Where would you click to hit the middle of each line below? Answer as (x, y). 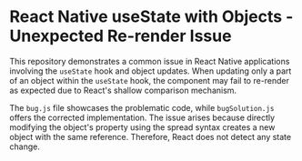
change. (25, 146)
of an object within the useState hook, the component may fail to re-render (149, 80)
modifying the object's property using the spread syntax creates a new (142, 127)
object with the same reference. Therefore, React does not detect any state (151, 136)
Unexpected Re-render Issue (121, 36)
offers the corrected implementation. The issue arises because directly (142, 117)
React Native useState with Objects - (151, 17)
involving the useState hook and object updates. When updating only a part (151, 71)
